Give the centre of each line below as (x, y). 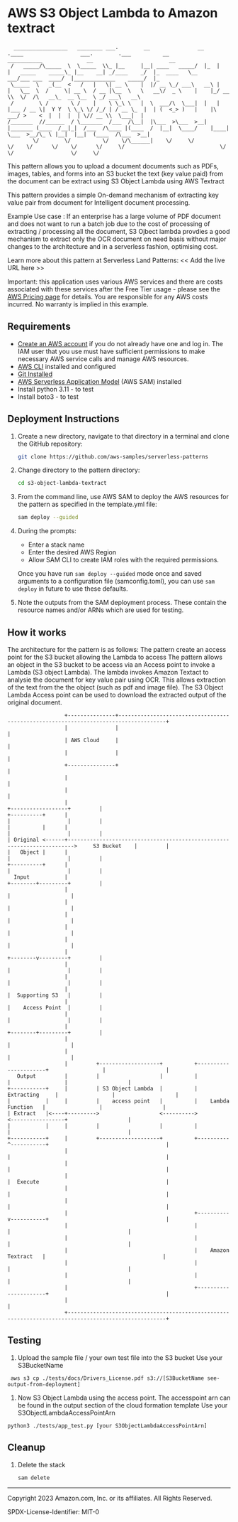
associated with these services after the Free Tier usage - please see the (114, 289)
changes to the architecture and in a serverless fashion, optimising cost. (113, 246)
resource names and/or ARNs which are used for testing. (101, 610)
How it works (37, 632)
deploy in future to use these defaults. (73, 589)
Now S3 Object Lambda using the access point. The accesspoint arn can (124, 1398)
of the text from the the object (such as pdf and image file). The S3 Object (115, 687)
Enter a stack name (56, 545)
